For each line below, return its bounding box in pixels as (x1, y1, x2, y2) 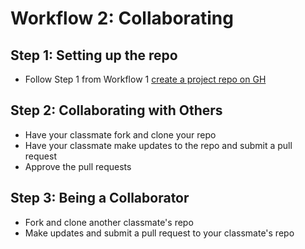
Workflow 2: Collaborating (10, 7, 234, 30)
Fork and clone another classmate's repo (24, 216, 194, 228)
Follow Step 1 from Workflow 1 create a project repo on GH (24, 73, 267, 85)
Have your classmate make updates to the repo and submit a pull (24, 139, 293, 151)
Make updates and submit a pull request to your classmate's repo (24, 227, 295, 239)
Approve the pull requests (24, 160, 132, 172)
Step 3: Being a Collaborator (10, 190, 190, 207)
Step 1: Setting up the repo (10, 47, 178, 64)
